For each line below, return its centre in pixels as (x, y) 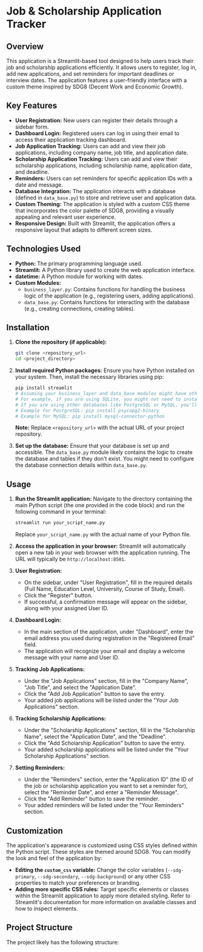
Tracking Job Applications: (50, 669)
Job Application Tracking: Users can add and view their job (90, 146)
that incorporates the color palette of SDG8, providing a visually (95, 210)
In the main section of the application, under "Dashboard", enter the (109, 632)
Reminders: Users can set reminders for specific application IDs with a (104, 178)
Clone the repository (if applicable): (61, 342)
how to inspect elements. (46, 908)
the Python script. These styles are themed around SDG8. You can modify (98, 851)
